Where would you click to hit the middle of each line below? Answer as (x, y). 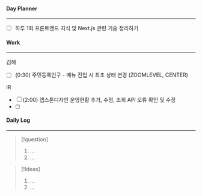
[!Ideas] (30, 169)
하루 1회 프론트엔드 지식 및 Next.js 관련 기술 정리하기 (77, 28)
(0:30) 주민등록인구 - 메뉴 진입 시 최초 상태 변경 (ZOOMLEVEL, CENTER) (101, 75)
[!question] (35, 139)
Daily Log (18, 120)
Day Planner (22, 8)
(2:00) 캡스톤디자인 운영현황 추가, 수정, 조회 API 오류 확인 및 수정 (99, 100)
